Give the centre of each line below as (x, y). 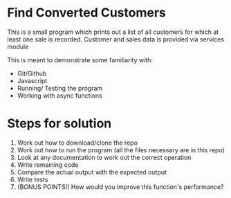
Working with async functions (59, 96)
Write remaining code (48, 165)
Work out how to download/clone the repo (77, 143)
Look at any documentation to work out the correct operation (104, 157)
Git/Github (32, 73)
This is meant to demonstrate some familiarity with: (80, 60)
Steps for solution (59, 124)
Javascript (32, 80)
